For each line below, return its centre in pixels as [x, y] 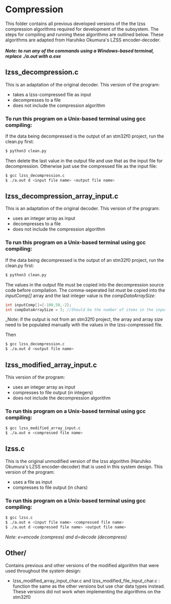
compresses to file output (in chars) [50, 487]
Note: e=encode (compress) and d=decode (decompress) [66, 537]
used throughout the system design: [43, 571]
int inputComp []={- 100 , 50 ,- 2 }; [38, 305]
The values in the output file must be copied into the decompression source [85, 284]
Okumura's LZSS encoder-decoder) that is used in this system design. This [84, 466]
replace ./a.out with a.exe [33, 56]
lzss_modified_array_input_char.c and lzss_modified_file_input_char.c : [86, 580]
